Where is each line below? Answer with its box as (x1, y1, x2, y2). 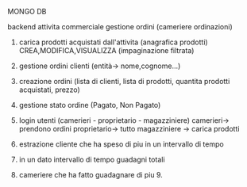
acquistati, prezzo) (18, 85, 80, 94)
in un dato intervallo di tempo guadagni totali (18, 155, 165, 164)
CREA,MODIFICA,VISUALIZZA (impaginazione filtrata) (18, 46, 195, 55)
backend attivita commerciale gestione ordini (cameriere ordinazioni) (7, 22, 233, 31)
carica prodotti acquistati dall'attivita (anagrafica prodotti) (18, 37, 208, 47)
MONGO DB (7, 7, 47, 16)
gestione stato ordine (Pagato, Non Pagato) (18, 101, 161, 109)
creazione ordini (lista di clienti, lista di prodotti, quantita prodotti (18, 77, 230, 86)
